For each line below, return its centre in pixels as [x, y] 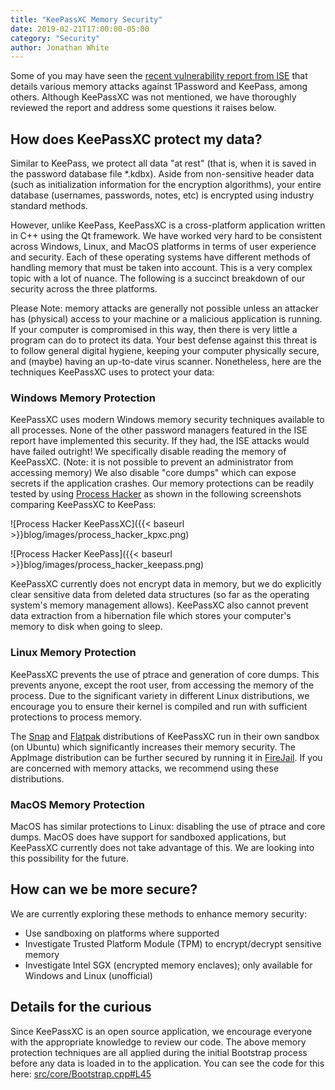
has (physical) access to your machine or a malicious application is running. [166, 319]
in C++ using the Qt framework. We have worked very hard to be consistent [166, 236]
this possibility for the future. [69, 858]
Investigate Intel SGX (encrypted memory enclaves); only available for [168, 965]
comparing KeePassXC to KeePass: [83, 505]
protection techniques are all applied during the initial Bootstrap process [159, 1052]
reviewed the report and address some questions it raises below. [143, 108]
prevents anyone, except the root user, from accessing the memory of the [162, 685]
